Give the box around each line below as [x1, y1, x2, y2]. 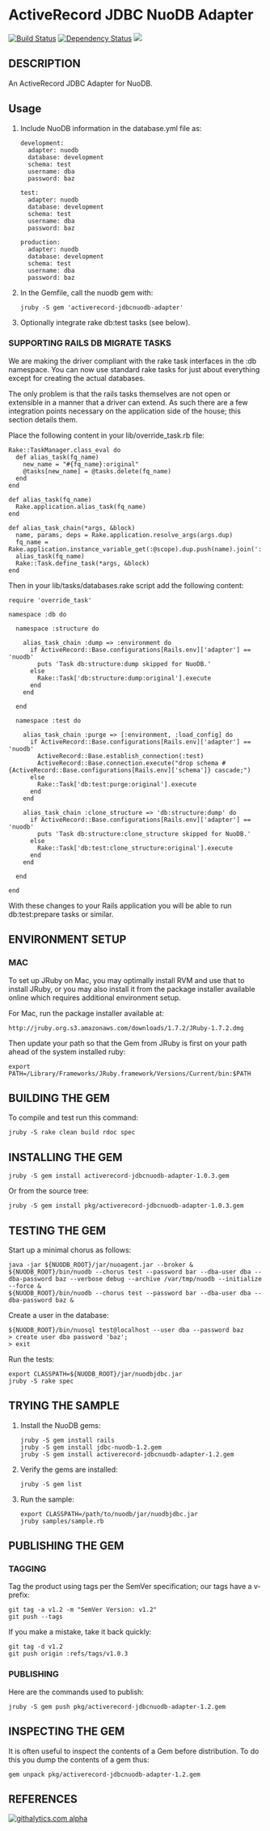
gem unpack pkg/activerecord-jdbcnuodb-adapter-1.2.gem [8, 1770, 200, 1778]
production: [19, 238, 61, 246]
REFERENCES [8, 1792, 78, 1806]
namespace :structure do [15, 625, 99, 633]
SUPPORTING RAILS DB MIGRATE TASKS [8, 337, 172, 349]
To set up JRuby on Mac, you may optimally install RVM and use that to [8, 975, 245, 985]
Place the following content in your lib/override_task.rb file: [8, 430, 205, 440]
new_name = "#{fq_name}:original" [23, 460, 139, 468]
